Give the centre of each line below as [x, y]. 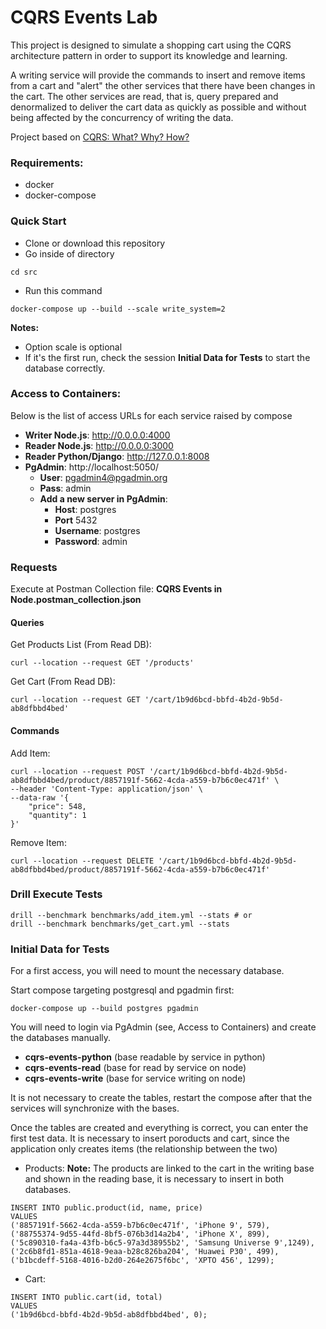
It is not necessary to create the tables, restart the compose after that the [161, 1098]
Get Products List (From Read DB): [81, 645]
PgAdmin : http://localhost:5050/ [92, 467]
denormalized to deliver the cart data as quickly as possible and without [158, 107]
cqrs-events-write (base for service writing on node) [135, 1078]
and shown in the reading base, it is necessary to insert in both [154, 1179]
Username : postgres [97, 530]
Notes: [25, 327]
